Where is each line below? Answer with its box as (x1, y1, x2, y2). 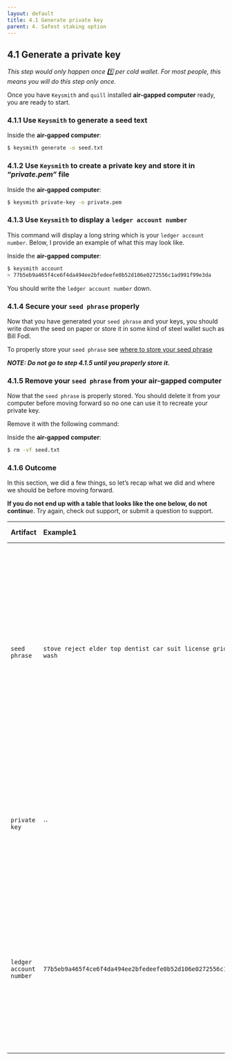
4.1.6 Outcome (7, 463, 57, 472)
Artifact (10, 528, 37, 537)
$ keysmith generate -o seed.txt (7, 145, 104, 152)
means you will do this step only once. (7, 78, 116, 86)
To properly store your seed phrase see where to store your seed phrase (7, 345, 213, 353)
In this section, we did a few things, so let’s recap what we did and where (7, 479, 215, 487)
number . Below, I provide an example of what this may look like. (7, 238, 185, 247)
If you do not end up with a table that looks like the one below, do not (7, 499, 208, 508)
